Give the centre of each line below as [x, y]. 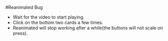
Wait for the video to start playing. [48, 17]
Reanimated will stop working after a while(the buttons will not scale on [88, 28]
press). [20, 33]
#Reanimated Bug [24, 7]
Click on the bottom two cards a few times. [58, 23]
